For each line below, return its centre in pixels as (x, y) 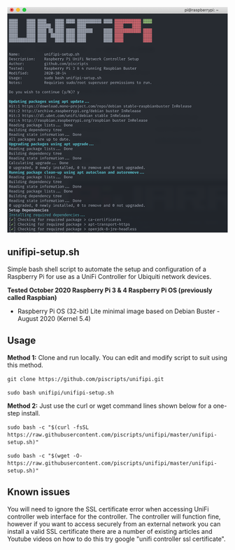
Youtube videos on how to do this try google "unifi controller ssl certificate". (116, 539)
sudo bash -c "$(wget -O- (45, 455)
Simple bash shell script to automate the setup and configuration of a (107, 269)
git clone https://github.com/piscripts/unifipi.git (86, 379)
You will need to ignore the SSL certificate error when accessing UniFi (108, 509)
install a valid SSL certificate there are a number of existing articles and (110, 531)
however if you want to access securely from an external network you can (114, 524)
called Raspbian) (32, 297)
